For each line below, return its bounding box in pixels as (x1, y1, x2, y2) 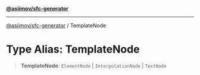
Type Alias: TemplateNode (6, 43, 140, 56)
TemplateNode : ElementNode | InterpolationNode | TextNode (20, 62, 167, 69)
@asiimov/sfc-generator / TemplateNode (6, 22, 107, 29)
